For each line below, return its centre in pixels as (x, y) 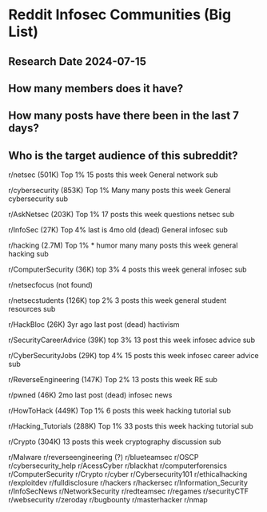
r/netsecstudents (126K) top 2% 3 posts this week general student (118, 300)
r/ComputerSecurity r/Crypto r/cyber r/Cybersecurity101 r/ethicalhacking (128, 474)
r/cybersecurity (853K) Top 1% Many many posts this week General (120, 191)
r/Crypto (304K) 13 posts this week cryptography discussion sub (115, 441)
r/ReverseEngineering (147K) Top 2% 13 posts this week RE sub (113, 380)
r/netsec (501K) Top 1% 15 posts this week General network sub (113, 175)
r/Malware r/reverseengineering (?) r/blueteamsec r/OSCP (104, 458)
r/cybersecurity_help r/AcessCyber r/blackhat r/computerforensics (118, 466)
